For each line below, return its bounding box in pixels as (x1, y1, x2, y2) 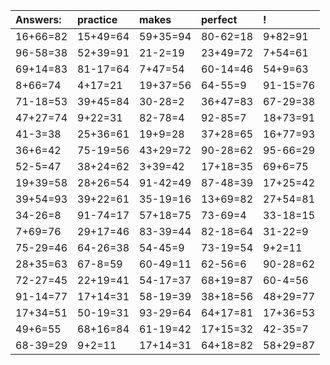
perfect (201, 13, 238, 26)
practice (77, 13, 118, 26)
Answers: (15, 13, 62, 26)
